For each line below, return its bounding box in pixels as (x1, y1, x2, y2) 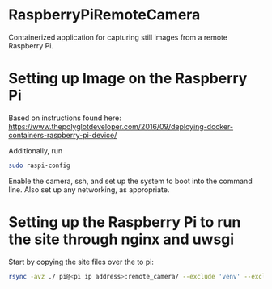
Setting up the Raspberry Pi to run (8, 212, 241, 231)
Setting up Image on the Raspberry (8, 69, 248, 88)
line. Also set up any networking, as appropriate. (8, 184, 170, 195)
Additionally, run (8, 145, 63, 155)
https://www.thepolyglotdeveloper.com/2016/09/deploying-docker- (8, 121, 233, 131)
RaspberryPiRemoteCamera (8, 6, 201, 24)
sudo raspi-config (8, 161, 70, 170)
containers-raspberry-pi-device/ (8, 130, 117, 140)
